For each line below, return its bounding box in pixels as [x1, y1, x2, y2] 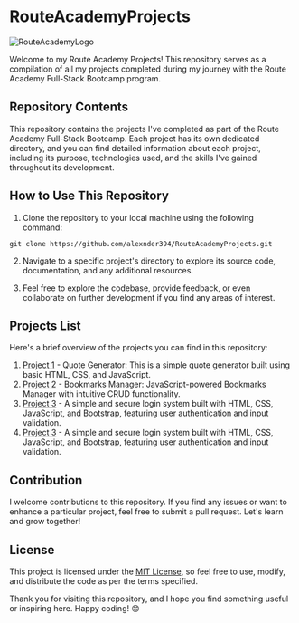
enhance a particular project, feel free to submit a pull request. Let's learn [9, 506, 284, 517]
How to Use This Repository [9, 188, 170, 204]
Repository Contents [9, 100, 129, 115]
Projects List [9, 318, 81, 333]
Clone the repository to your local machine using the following [22, 212, 255, 223]
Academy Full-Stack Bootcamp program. [9, 72, 161, 83]
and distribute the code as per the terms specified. [9, 576, 199, 586]
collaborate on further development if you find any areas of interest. [22, 292, 276, 302]
